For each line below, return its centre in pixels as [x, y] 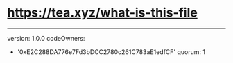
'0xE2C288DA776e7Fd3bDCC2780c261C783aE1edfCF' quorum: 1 [111, 52]
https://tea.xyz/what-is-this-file [102, 13]
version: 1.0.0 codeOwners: [46, 38]
